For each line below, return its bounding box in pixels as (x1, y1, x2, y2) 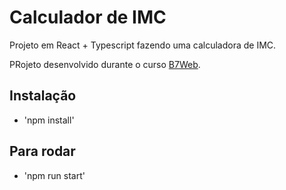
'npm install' (23, 114, 75, 126)
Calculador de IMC (9, 6, 167, 29)
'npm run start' (23, 169, 86, 181)
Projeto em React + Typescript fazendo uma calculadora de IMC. (9, 39, 277, 51)
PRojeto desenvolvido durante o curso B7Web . (9, 58, 201, 70)
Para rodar (9, 143, 76, 160)
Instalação (9, 87, 77, 105)
